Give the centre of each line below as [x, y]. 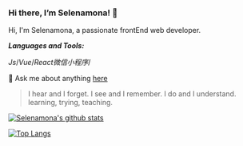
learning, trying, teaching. [70, 103]
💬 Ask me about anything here [58, 79]
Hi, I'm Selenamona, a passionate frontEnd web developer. [105, 30]
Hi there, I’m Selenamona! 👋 [63, 13]
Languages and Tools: [46, 46]
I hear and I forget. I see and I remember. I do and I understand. [132, 94]
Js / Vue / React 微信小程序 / [50, 63]
